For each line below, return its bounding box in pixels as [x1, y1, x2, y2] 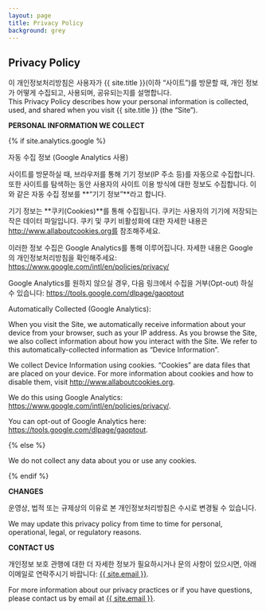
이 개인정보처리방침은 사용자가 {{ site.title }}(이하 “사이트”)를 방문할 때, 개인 [8, 78, 244, 88]
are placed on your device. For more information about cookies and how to [8, 369, 253, 379]
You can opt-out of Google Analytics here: [8, 417, 147, 426]
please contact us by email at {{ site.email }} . [8, 593, 155, 603]
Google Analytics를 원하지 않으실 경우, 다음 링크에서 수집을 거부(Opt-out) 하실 [8, 278, 254, 288]
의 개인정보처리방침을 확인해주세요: [8, 253, 117, 263]
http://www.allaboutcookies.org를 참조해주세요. [8, 226, 161, 235]
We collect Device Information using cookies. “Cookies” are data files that [8, 360, 251, 370]
